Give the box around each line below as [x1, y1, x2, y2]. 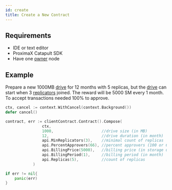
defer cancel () [5, 110, 38, 115]
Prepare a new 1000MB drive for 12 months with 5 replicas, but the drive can [5, 84, 167, 90]
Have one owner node [12, 56, 60, 62]
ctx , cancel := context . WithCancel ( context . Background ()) [5, 105, 132, 110]
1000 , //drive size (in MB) [41, 129, 147, 134]
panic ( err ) [14, 176, 38, 181]
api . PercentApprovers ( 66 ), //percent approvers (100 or [41, 143, 164, 148]
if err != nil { [5, 171, 38, 176]
